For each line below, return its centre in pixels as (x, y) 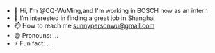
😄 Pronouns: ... (36, 35)
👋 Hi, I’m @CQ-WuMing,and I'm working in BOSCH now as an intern (111, 11)
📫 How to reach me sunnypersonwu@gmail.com (84, 25)
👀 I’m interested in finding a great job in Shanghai (84, 18)
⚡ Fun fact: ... (33, 43)
